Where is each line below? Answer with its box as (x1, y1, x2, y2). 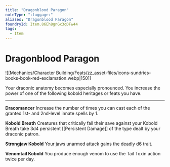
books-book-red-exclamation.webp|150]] (5, 75, 92, 81)
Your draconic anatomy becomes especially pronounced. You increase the (5, 85, 161, 91)
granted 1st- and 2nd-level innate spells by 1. (5, 110, 99, 116)
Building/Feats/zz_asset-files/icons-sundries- (56, 70, 151, 76)
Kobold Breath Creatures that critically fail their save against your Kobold (5, 120, 158, 126)
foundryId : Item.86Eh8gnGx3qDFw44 (5, 21, 78, 27)
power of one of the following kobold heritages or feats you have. (5, 90, 142, 96)
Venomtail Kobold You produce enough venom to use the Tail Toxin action (5, 150, 161, 156)
